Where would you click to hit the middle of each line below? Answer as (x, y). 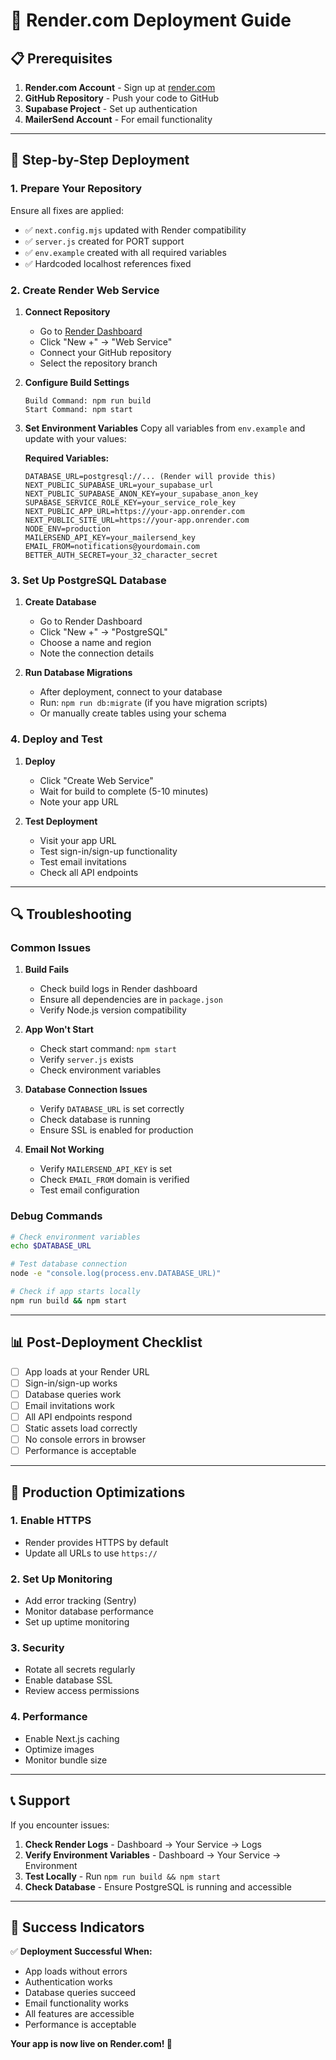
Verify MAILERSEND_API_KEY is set (106, 1169)
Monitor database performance (89, 1611)
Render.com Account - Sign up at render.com (120, 87)
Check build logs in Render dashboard (118, 989)
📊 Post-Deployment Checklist (106, 1342)
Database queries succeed (80, 1993)
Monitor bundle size (66, 1760)
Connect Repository (67, 311)
